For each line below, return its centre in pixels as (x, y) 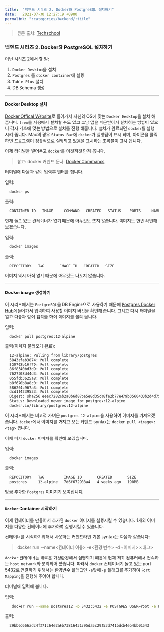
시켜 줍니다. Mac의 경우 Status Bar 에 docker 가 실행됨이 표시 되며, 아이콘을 (77, 134)
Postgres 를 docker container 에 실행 (48, 75)
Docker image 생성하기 (28, 292)
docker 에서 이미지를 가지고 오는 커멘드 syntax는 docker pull (78, 421)
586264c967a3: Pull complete (39, 388)
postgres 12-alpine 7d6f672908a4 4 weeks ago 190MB (74, 482)
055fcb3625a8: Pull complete (39, 378)
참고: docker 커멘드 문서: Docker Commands (61, 161)
